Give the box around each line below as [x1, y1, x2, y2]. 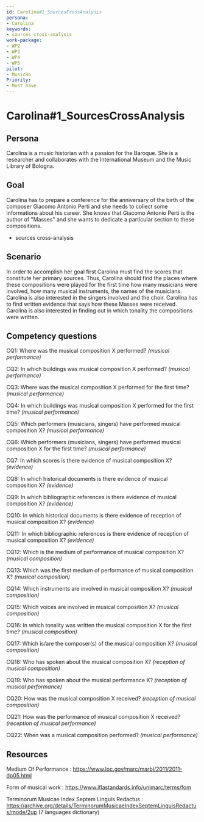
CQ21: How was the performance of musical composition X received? [6, 713, 181, 721]
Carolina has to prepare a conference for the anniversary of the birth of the [6, 196, 195, 203]
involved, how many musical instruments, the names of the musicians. [6, 287, 182, 295]
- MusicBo [6, 71, 32, 78]
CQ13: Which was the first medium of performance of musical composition [6, 567, 194, 574]
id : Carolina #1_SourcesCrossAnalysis [6, 9, 102, 15]
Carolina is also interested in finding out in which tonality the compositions [6, 306, 193, 314]
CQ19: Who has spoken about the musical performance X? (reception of [6, 677, 187, 684]
